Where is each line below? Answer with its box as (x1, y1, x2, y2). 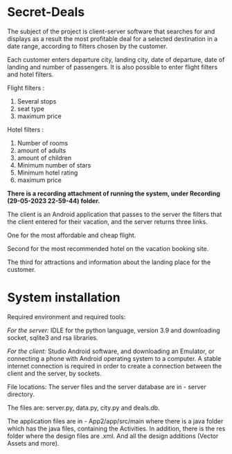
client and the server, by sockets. (7, 369, 102, 378)
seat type (17, 104, 45, 113)
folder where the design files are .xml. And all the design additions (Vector (7, 432, 219, 440)
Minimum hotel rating (17, 168, 78, 177)
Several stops (17, 97, 57, 105)
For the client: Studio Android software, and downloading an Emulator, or (7, 347, 215, 355)
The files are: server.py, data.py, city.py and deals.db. (7, 403, 161, 412)
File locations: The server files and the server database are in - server (7, 382, 206, 391)
